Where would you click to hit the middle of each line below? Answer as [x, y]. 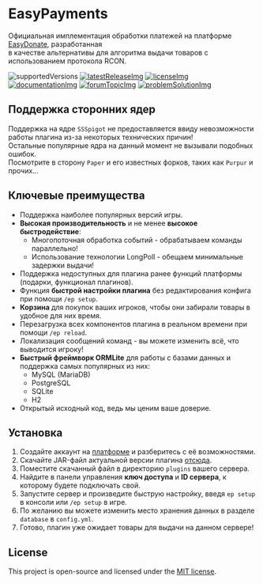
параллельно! [55, 248]
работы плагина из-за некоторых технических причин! [101, 137]
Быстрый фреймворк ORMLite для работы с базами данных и [125, 358]
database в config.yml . [56, 519]
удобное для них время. [60, 315]
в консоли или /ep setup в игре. [73, 502]
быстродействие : [50, 231]
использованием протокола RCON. [68, 61]
